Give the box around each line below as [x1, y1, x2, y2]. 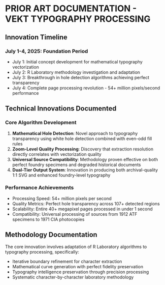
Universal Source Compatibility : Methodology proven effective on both [12, 156, 159, 162]
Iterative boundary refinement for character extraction [12, 258, 122, 264]
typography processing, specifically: [5, 249, 79, 255]
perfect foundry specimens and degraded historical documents [12, 162, 141, 168]
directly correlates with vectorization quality [12, 151, 102, 157]
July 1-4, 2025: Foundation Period [5, 48, 88, 55]
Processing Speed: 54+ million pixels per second [12, 195, 112, 201]
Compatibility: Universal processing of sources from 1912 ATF [12, 211, 137, 217]
